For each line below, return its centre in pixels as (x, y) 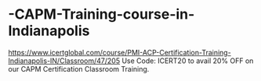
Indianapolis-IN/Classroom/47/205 (64, 61)
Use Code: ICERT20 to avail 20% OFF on (187, 61)
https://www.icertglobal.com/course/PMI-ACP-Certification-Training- (120, 52)
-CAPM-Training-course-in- (101, 14)
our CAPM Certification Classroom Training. (79, 69)
